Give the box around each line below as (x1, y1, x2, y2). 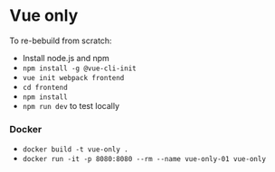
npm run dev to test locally (22, 100, 120, 111)
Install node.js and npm (22, 52, 110, 63)
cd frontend (22, 83, 68, 92)
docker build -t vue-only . (22, 145, 128, 154)
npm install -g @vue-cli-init (22, 64, 137, 73)
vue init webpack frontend (22, 73, 125, 82)
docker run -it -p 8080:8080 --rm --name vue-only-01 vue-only (22, 155, 267, 164)
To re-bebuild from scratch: (9, 35, 112, 46)
